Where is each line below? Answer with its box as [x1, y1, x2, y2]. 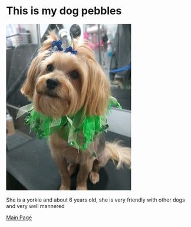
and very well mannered [6, 202, 65, 209]
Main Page [6, 214, 32, 221]
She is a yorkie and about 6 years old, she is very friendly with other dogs [6, 196, 186, 203]
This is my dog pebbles [6, 4, 122, 18]
